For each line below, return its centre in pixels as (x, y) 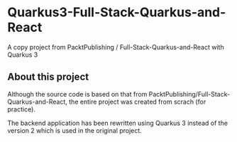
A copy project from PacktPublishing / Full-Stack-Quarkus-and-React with (116, 47)
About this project (48, 77)
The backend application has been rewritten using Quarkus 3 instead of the (118, 123)
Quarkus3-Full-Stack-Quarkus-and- (117, 12)
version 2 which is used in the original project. (75, 130)
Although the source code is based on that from (77, 94)
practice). (21, 109)
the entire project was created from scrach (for (137, 102)
